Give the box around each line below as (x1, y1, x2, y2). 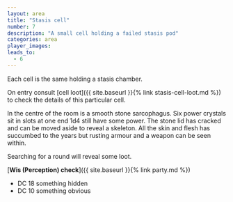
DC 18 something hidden (17, 179, 88, 187)
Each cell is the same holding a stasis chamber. (7, 75, 143, 83)
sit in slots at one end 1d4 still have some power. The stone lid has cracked (7, 116, 221, 125)
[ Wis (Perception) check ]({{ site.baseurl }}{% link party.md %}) (7, 165, 191, 174)
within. (7, 139, 26, 147)
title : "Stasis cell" (7, 17, 70, 24)
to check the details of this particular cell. (7, 95, 126, 104)
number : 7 (7, 23, 36, 30)
